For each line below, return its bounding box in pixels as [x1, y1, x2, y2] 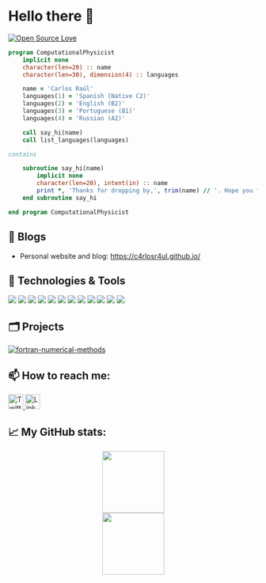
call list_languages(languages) [22, 136, 129, 144]
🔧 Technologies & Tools [8, 274, 126, 287]
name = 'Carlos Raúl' [22, 85, 93, 93]
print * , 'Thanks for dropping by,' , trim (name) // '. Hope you [36, 187, 253, 195]
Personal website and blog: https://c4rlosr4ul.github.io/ [19, 251, 200, 260]
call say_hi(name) [22, 128, 83, 137]
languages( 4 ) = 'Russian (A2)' [22, 114, 126, 122]
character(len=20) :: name [22, 63, 112, 71]
